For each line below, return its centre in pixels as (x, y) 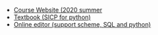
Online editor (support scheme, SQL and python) (82, 24)
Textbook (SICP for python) (52, 17)
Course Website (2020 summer (58, 10)
